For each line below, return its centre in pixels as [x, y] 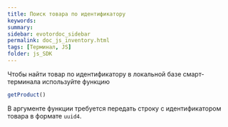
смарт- [193, 74]
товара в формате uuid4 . [45, 116]
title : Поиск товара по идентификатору [67, 14]
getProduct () [27, 95]
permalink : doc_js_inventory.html [59, 41]
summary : [20, 27]
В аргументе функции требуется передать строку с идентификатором [114, 108]
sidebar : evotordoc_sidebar [49, 34]
